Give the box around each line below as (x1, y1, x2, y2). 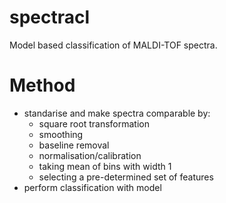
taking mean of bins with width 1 (38, 160, 172, 172)
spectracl (9, 6, 91, 29)
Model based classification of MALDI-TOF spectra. (9, 39, 218, 51)
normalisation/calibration (38, 149, 142, 161)
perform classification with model (23, 181, 162, 193)
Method (9, 74, 76, 97)
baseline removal (38, 139, 110, 151)
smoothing (38, 128, 84, 140)
